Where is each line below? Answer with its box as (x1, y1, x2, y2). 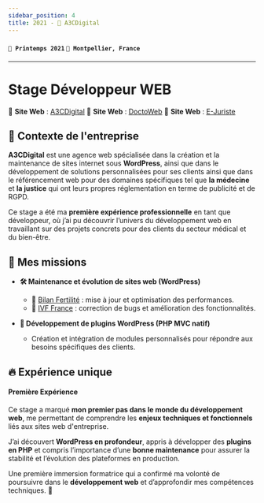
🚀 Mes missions (8, 255, 87, 269)
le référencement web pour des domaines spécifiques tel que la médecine (8, 175, 250, 185)
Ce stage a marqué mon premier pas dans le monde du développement (8, 404, 244, 414)
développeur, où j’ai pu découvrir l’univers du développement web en (8, 216, 232, 225)
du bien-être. (8, 233, 51, 242)
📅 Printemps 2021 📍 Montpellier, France (8, 45, 141, 53)
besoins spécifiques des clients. (31, 342, 136, 352)
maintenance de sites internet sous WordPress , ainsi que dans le (8, 158, 219, 168)
